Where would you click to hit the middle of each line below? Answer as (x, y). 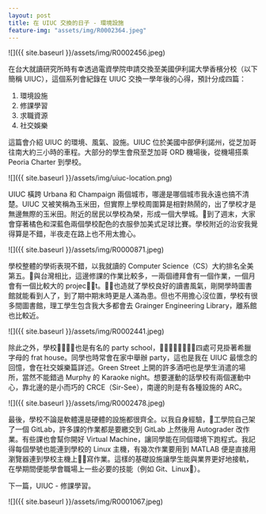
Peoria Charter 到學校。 (47, 162)
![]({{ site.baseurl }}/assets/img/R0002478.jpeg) (87, 403)
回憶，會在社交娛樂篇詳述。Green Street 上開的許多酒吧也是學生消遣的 (123, 367)
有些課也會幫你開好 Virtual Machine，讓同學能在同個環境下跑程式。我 (135, 440)
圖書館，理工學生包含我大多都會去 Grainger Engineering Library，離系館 (139, 306)
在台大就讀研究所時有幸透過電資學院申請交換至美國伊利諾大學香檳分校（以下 (133, 69)
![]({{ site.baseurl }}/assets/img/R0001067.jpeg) (86, 502)
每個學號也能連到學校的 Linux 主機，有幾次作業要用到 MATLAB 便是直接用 (135, 449)
